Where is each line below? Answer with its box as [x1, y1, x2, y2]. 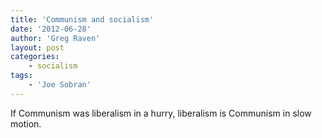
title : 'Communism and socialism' [10, 14, 155, 25]
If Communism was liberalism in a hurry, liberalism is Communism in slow [10, 107, 312, 119]
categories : [10, 52, 60, 62]
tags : [10, 71, 33, 81]
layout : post [10, 42, 65, 53]
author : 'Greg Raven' [10, 33, 101, 43]
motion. [10, 117, 42, 130]
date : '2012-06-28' [10, 24, 92, 34]
